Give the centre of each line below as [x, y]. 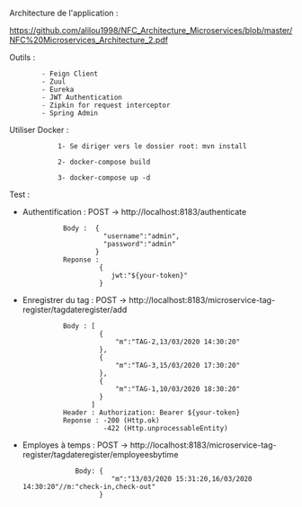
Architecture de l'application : [64, 13]
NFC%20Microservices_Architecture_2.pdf [89, 40]
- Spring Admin [70, 113]
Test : [20, 194]
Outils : [22, 57]
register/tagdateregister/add [75, 310]
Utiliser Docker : [39, 130]
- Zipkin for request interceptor [106, 105]
